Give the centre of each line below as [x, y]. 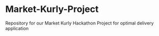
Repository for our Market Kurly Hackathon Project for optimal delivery [80, 23]
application [17, 28]
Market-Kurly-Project [52, 9]
